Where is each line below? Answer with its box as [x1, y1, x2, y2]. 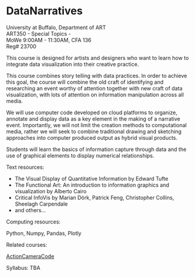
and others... [14, 206, 46, 213]
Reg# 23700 [6, 43, 37, 50]
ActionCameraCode [6, 253, 55, 260]
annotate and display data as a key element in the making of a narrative [6, 115, 181, 122]
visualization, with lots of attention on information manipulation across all [6, 91, 184, 98]
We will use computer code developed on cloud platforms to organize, [6, 109, 178, 116]
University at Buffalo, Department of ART [6, 24, 106, 31]
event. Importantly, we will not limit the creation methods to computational [6, 121, 187, 128]
